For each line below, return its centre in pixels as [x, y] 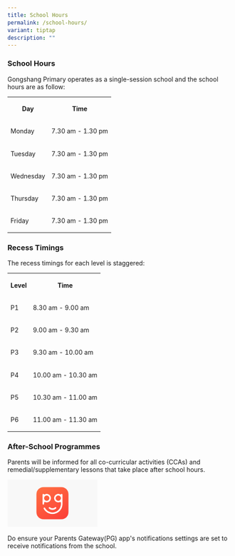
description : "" [31, 38]
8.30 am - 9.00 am [61, 308]
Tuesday [23, 153]
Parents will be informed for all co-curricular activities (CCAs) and [104, 462]
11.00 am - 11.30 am [65, 420]
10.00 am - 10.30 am [65, 375]
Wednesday [28, 176]
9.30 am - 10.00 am [63, 353]
